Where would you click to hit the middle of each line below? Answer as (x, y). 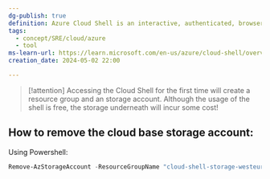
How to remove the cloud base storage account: (131, 133)
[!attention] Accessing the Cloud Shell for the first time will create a (139, 90)
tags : (17, 31)
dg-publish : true (37, 16)
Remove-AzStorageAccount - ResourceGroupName (84, 167)
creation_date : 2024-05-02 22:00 (64, 61)
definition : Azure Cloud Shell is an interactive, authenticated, (122, 23)
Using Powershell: (38, 152)
